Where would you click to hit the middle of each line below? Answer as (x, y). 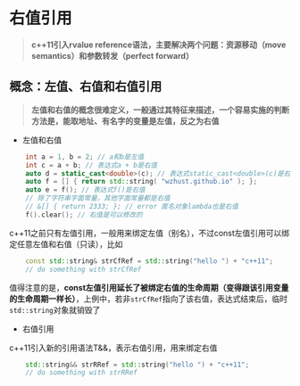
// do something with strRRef (82, 373)
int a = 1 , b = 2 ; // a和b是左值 (85, 157)
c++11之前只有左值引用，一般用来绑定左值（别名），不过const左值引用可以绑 (150, 233)
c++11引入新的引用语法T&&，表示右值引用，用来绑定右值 (113, 348)
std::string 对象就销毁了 (55, 309)
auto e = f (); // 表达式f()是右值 (85, 190)
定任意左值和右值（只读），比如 (66, 244)
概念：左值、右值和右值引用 (86, 87)
